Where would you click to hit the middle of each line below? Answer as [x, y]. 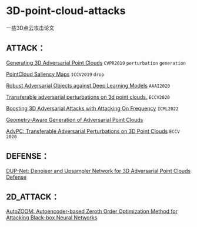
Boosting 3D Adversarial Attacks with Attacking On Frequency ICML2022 [92, 108]
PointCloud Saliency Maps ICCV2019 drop [55, 74]
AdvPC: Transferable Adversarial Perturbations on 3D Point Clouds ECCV [93, 131]
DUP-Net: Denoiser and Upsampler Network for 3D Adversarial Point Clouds [98, 171]
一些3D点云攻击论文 [30, 28]
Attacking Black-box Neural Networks [52, 218]
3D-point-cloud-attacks [66, 11]
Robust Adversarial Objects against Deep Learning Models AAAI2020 [88, 85]
